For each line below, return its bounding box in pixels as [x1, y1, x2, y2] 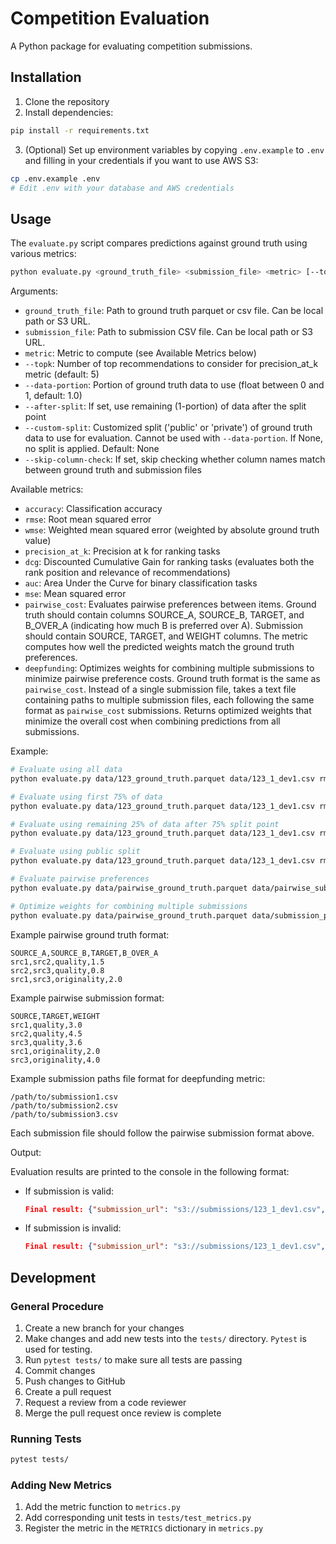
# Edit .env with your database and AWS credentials [10, 183, 235, 193]
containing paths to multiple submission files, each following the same [24, 694, 315, 706]
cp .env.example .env [10, 173, 101, 184]
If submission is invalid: [24, 1222, 122, 1234]
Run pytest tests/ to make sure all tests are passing [24, 1354, 243, 1366]
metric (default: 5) [24, 368, 100, 381]
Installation [10, 69, 82, 86]
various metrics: [10, 248, 77, 260]
